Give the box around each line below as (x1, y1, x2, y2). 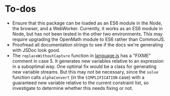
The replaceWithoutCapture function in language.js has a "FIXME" (12, 52, 152, 59)
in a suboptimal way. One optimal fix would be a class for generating (12, 63, 157, 69)
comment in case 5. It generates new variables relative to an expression (12, 58, 164, 64)
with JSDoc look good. (12, 47, 60, 53)
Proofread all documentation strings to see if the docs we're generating (12, 41, 163, 47)
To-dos (5, 3, 36, 15)
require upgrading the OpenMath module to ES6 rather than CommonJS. (12, 36, 165, 42)
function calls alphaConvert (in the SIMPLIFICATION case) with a (12, 74, 144, 80)
